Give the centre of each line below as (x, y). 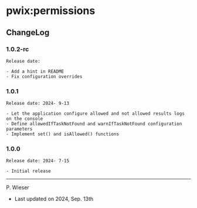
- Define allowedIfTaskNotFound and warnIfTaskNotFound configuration (94, 124)
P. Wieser (18, 187)
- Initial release (28, 171)
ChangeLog (28, 33)
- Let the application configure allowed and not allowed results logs (95, 114)
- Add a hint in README (35, 71)
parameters (19, 129)
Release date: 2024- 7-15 (38, 161)
